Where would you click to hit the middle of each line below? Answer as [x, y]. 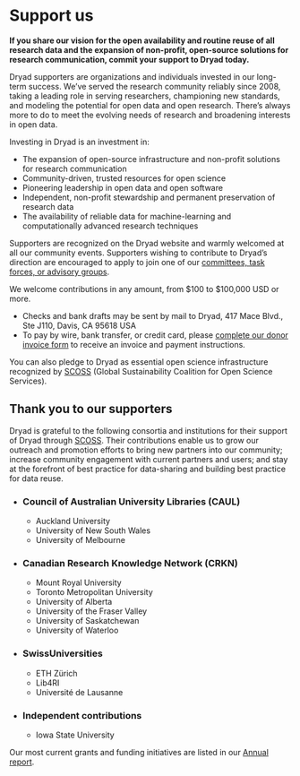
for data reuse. [37, 478]
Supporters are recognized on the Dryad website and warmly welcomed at [147, 243]
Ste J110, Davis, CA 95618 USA [79, 325]
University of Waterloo [77, 630]
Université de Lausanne [79, 692]
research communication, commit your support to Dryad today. [129, 59]
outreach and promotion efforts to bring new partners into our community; [146, 450]
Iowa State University [75, 735]
